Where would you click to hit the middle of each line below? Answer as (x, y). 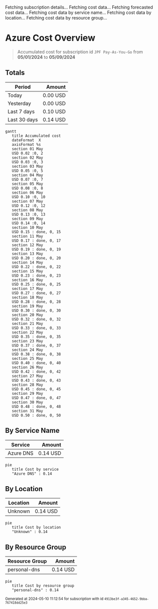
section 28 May (27, 385)
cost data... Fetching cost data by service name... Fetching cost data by (78, 12)
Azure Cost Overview (50, 38)
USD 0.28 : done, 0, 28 (36, 302)
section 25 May (27, 358)
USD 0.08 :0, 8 (27, 188)
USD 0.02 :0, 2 (27, 153)
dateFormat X (26, 140)
